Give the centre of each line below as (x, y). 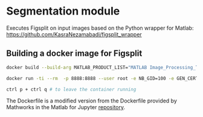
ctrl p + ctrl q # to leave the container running (71, 89)
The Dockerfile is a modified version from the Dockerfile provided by (92, 101)
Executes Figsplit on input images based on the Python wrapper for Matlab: (100, 28)
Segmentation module (63, 11)
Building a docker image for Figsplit (74, 54)
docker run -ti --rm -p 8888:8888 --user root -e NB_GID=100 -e (90, 78)
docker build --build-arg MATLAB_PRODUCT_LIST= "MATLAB (77, 67)
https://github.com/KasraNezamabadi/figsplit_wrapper (74, 34)
